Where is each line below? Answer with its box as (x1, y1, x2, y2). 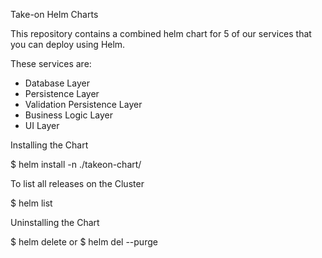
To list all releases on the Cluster (10, 178, 145, 189)
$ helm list (10, 197, 53, 209)
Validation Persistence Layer (24, 99, 143, 110)
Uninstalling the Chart (10, 217, 100, 228)
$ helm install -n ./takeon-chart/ (10, 159, 142, 170)
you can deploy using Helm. (10, 39, 126, 50)
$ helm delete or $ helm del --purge (10, 236, 158, 248)
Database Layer (24, 77, 90, 89)
